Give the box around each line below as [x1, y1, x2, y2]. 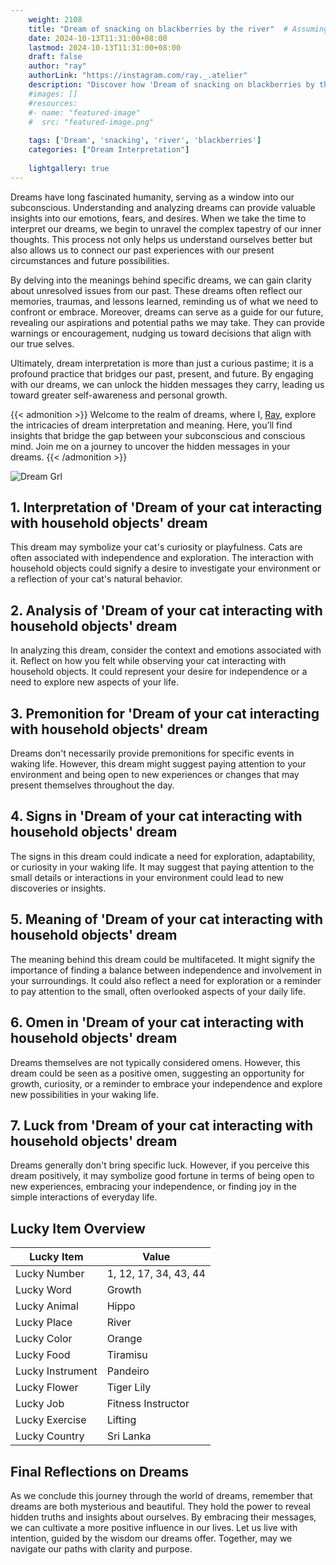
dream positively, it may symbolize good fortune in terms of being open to [10, 1170, 315, 1182]
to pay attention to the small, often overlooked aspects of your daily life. [10, 985, 306, 997]
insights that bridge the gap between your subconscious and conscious [10, 429, 306, 441]
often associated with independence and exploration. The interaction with [10, 552, 314, 564]
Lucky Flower [15, 1381, 79, 1395]
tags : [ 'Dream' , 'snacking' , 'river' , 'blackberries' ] [28, 136, 262, 146]
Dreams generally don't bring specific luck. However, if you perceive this [10, 1159, 310, 1171]
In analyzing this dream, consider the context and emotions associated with [10, 644, 322, 656]
